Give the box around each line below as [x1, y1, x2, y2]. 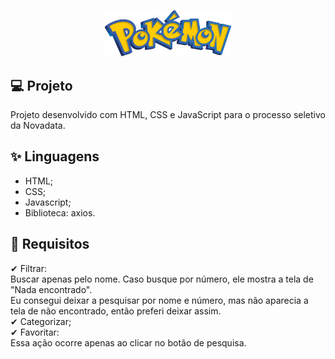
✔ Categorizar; [10, 315, 72, 327]
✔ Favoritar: [10, 326, 60, 338]
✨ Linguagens [10, 148, 100, 165]
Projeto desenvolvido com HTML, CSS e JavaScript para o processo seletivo [10, 109, 326, 121]
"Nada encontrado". [10, 283, 93, 295]
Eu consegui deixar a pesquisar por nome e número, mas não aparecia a [10, 294, 309, 306]
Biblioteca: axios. [24, 206, 96, 219]
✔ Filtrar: [10, 262, 47, 274]
